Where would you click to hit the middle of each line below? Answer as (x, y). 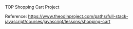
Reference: (16, 16)
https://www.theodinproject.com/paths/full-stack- (78, 16)
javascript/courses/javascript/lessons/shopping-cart (58, 22)
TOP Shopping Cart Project (32, 7)
